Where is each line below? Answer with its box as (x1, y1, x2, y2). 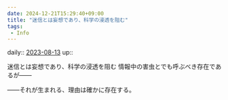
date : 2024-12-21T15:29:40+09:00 (7, 10, 104, 17)
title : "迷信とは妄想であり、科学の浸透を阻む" (7, 17, 129, 23)
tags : (7, 23, 23, 30)
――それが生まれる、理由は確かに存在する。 (7, 86, 136, 94)
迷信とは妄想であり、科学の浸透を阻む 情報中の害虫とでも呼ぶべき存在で (7, 63, 215, 71)
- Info (10, 29, 30, 37)
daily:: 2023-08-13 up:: (7, 48, 74, 57)
